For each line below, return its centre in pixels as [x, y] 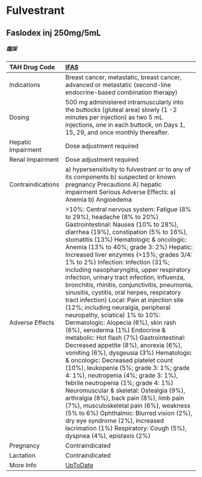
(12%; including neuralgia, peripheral [118, 307]
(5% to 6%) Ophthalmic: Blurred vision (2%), [129, 413]
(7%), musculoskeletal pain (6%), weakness [128, 405]
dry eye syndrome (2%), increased [115, 420]
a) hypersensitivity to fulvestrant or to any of [128, 169]
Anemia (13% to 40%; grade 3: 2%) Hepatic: [129, 247]
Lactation [23, 455]
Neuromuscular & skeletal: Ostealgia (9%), [125, 390]
